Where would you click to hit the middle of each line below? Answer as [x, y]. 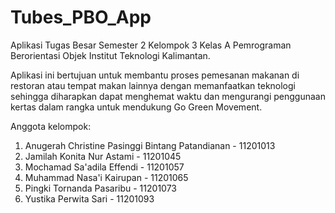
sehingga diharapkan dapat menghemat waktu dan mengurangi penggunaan [168, 96]
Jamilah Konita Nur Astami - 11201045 [103, 156]
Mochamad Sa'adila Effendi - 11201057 [104, 167]
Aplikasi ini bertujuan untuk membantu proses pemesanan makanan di [155, 75]
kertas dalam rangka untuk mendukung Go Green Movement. [136, 107]
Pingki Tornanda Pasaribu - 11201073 [100, 188]
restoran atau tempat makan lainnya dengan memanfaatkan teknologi [153, 85]
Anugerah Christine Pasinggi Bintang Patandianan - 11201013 [150, 145]
